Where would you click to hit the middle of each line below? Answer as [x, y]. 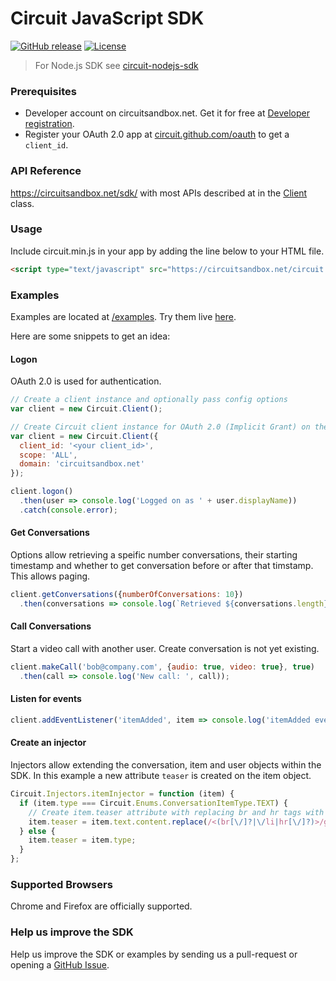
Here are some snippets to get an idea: [90, 336]
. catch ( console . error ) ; [68, 510]
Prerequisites [43, 91]
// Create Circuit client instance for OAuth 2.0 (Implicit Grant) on [160, 427]
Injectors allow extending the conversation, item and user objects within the [166, 765]
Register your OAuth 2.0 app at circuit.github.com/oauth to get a [157, 134]
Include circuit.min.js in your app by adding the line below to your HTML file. [167, 251]
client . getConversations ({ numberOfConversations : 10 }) [127, 595]
